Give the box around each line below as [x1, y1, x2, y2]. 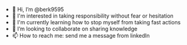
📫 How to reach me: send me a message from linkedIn [12, 32, 150, 39]
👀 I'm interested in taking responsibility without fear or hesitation [12, 12, 174, 19]
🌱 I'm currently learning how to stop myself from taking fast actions [12, 19, 181, 26]
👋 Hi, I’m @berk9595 [12, 6, 64, 13]
